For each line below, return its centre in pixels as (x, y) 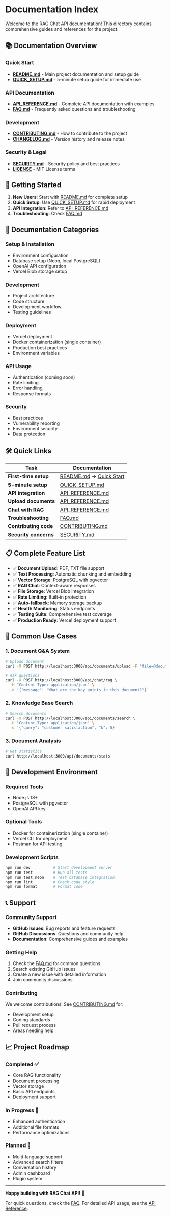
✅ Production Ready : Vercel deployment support (64, 620)
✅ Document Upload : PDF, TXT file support (59, 568)
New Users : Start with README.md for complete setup (70, 197)
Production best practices (40, 347)
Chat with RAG (26, 510)
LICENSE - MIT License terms (44, 169)
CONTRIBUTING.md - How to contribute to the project (70, 133)
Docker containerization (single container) (57, 342)
